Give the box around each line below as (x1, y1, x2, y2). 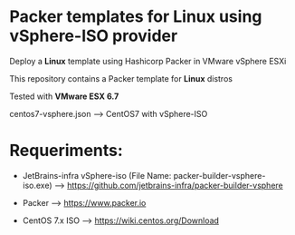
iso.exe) (22, 180, 52, 191)
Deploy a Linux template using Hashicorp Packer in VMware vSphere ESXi (9, 55, 287, 66)
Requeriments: (9, 141, 124, 161)
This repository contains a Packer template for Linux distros (9, 73, 233, 83)
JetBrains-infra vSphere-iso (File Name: (22, 170, 172, 181)
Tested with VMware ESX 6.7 (9, 91, 119, 102)
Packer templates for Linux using (9, 6, 262, 27)
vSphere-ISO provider (9, 25, 178, 46)
